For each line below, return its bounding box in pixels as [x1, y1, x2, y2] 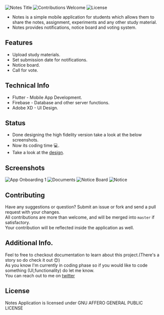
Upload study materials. [12, 51, 60, 57]
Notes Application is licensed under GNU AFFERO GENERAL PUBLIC [5, 300, 143, 306]
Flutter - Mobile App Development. [12, 94, 82, 100]
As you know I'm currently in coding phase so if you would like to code [5, 262, 148, 268]
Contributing [5, 191, 45, 199]
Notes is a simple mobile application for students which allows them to [12, 14, 155, 20]
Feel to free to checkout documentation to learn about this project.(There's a [5, 252, 160, 258]
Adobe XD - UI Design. [12, 105, 59, 111]
